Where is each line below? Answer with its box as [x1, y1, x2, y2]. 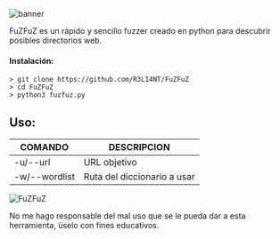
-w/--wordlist [13, 171, 76, 183]
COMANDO [20, 141, 70, 154]
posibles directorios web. [9, 36, 103, 45]
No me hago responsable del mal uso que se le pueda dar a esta [9, 211, 246, 221]
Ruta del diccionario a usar [83, 171, 196, 183]
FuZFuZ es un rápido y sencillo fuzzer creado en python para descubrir [9, 26, 271, 36]
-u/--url [13, 156, 51, 169]
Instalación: [9, 55, 54, 66]
